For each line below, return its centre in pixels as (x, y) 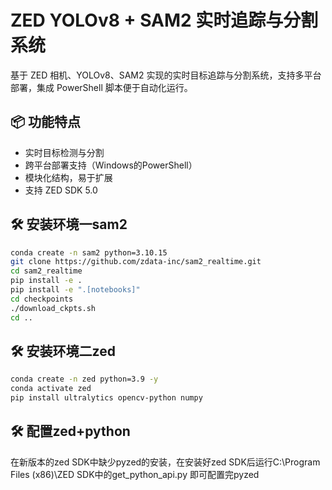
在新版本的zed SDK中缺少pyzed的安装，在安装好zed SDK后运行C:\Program (165, 462)
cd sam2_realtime (46, 271)
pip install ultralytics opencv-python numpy (106, 398)
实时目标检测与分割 (64, 152)
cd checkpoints (42, 299)
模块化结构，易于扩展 (68, 177)
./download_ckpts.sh (53, 308)
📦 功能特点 (46, 122)
